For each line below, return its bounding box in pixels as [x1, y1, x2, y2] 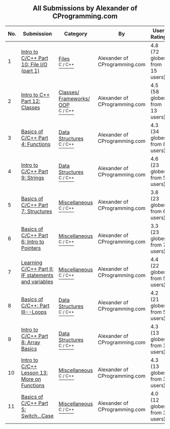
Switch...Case [21, 412, 54, 419]
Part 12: [21, 97, 40, 104]
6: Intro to [21, 238, 45, 245]
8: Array [21, 339, 40, 346]
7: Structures [21, 208, 52, 215]
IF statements [21, 271, 54, 279]
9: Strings [21, 174, 45, 181]
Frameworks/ [58, 95, 90, 102]
